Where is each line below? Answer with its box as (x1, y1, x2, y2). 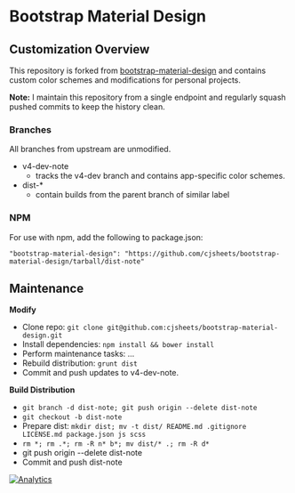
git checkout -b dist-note (21, 413, 123, 422)
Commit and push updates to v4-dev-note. (21, 368, 179, 378)
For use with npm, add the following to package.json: (9, 231, 203, 242)
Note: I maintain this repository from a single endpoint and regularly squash (9, 92, 286, 102)
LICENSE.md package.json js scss (21, 430, 147, 440)
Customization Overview (9, 42, 150, 57)
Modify (9, 304, 37, 315)
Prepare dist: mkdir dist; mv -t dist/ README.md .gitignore (21, 421, 247, 432)
